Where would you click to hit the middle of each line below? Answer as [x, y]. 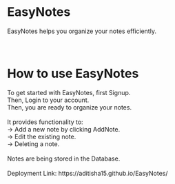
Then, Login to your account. [48, 100]
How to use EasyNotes [73, 74]
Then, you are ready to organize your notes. [70, 107]
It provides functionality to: [45, 122]
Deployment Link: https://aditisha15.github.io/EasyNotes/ [87, 173]
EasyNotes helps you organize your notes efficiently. [82, 31]
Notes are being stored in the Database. [64, 159]
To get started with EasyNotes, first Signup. [69, 92]
